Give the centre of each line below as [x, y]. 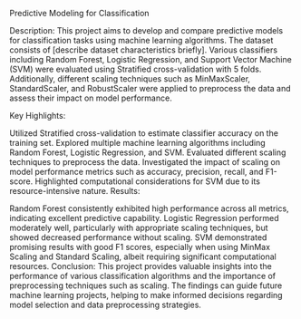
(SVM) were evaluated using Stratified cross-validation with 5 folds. [136, 69]
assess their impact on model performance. [91, 98]
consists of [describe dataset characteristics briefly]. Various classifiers [144, 50]
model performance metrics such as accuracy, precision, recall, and [136, 172]
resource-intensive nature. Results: [75, 191]
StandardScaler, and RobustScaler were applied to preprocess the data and [150, 88]
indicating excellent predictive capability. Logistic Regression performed [144, 218]
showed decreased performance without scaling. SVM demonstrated [138, 237]
